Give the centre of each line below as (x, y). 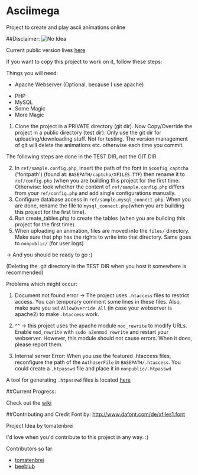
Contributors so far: (30, 448)
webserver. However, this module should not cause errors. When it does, (103, 338)
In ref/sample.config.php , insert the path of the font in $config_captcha (102, 168)
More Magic (29, 115)
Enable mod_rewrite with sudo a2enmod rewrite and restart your (92, 331)
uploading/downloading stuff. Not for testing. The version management (101, 139)
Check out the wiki (29, 402)
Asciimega (33, 11)
